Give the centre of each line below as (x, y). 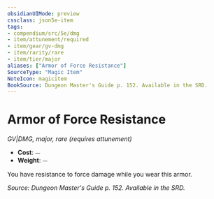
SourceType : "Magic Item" (45, 72)
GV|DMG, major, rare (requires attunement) (70, 139)
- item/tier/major (34, 59)
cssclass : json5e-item (40, 20)
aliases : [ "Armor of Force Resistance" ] (67, 66)
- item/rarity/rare (36, 53)
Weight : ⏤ (32, 161)
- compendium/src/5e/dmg (43, 33)
